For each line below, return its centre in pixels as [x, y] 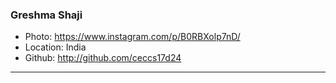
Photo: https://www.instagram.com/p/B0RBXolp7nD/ [132, 37]
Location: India [55, 47]
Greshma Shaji [46, 15]
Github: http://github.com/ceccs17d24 [103, 58]
